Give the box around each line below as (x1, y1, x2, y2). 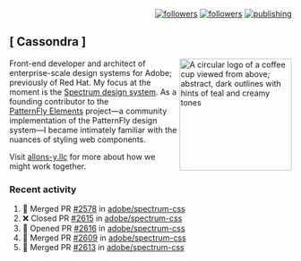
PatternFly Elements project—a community (9, 105, 168, 116)
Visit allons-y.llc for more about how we (9, 151, 156, 162)
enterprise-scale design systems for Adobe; (9, 67, 172, 78)
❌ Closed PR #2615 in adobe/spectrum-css (21, 213, 183, 223)
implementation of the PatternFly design (9, 114, 158, 125)
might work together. (9, 161, 87, 172)
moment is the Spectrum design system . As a (9, 86, 177, 97)
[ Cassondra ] (9, 34, 87, 49)
